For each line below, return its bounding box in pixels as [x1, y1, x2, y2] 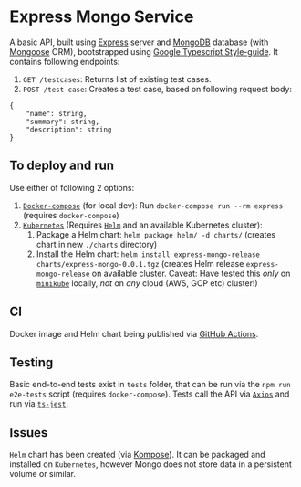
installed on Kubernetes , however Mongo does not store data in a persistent [9, 459, 292, 470]
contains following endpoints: [9, 56, 120, 67]
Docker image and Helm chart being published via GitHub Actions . [9, 328, 259, 339]
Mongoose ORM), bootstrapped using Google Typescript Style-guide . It [9, 46, 278, 57]
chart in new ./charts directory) [36, 238, 158, 249]
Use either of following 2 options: [9, 182, 135, 193]
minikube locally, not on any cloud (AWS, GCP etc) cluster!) [36, 277, 258, 289]
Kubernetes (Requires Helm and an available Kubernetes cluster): [22, 219, 263, 230]
